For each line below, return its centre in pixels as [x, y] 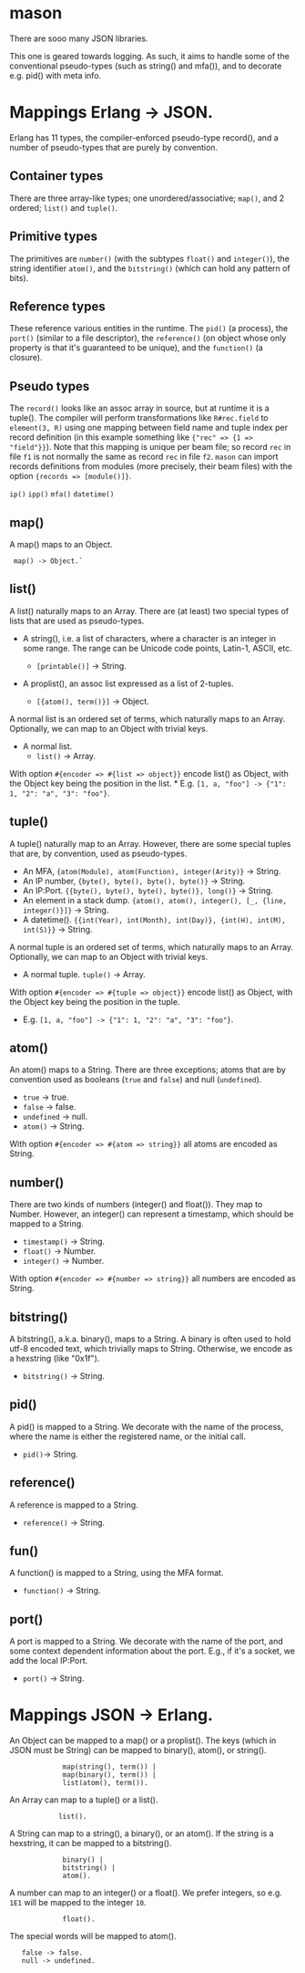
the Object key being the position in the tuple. [95, 1001]
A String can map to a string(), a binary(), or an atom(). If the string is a [142, 1833]
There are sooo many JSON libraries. [79, 38]
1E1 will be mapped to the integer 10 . [78, 1903]
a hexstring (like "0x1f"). [55, 1358]
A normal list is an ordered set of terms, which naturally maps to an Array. [147, 718]
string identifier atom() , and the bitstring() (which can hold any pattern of [150, 268]
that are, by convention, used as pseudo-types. [98, 853]
